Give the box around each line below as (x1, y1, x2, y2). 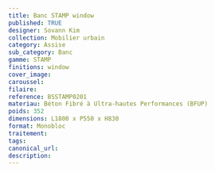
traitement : (8, 129, 48, 137)
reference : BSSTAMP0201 (8, 93, 88, 101)
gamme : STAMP (8, 56, 52, 64)
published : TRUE (8, 19, 62, 27)
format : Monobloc (8, 122, 66, 130)
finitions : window (8, 63, 69, 71)
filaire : (8, 85, 37, 94)
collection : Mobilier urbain (8, 33, 105, 42)
